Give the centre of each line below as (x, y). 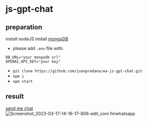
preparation (24, 27)
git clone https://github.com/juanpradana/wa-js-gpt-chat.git (77, 71)
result (15, 97)
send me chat (19, 108)
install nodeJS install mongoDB (37, 39)
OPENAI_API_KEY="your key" (33, 62)
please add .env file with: (38, 48)
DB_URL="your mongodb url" (33, 57)
